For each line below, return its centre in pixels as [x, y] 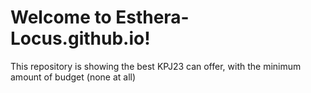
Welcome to [61, 17]
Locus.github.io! [80, 38]
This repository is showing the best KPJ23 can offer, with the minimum [156, 66]
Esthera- [152, 17]
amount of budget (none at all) [73, 77]
